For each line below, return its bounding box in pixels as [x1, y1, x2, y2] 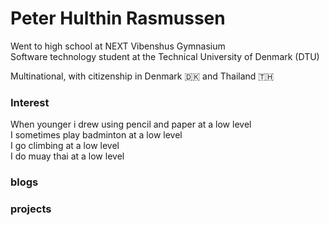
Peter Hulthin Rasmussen [10, 7, 226, 30]
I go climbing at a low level [10, 140, 120, 152]
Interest [10, 95, 50, 109]
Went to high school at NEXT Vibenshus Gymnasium [10, 40, 226, 52]
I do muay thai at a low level [10, 150, 125, 162]
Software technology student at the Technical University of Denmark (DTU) [10, 50, 320, 62]
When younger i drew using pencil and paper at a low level [10, 118, 252, 131]
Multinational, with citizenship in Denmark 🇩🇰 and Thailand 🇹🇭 [10, 70, 275, 82]
